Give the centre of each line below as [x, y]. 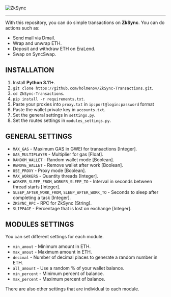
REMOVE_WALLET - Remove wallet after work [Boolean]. [68, 165]
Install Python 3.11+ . [34, 82]
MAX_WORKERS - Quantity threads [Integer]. [55, 176]
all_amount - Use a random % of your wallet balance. [68, 268]
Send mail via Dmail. [34, 38]
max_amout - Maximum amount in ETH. [52, 252]
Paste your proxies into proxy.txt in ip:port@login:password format [83, 104]
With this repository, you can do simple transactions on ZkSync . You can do [85, 22]
